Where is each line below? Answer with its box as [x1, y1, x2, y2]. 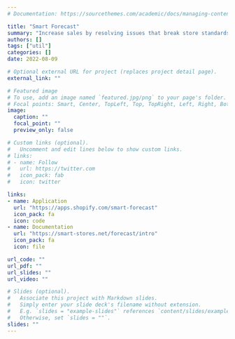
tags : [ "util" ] [7, 43, 52, 50]
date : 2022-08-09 [7, 55, 58, 63]
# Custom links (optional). [7, 139, 90, 146]
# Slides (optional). [7, 288, 71, 295]
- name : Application [7, 197, 68, 204]
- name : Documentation [7, 224, 73, 231]
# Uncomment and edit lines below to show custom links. [7, 145, 183, 153]
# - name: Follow [7, 159, 58, 166]
